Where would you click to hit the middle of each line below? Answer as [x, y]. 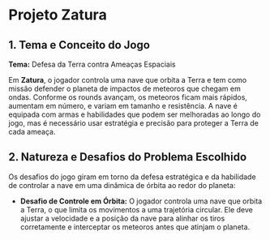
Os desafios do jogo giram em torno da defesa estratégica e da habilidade [133, 177]
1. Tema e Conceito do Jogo [79, 45]
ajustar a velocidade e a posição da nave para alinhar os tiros [122, 218]
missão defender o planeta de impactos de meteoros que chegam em [124, 88]
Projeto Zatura [58, 15]
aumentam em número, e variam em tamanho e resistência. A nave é [123, 106]
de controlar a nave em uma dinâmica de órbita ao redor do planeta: [122, 185]
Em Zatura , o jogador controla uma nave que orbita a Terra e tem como [128, 80]
